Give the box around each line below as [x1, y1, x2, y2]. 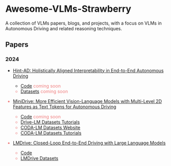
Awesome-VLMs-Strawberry [5, 3, 131, 15]
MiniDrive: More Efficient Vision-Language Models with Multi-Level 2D [12, 98, 162, 104]
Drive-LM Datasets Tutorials [20, 119, 80, 125]
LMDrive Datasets [20, 155, 59, 161]
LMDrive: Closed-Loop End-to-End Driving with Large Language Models [12, 139, 166, 146]
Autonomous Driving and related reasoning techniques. [5, 25, 122, 31]
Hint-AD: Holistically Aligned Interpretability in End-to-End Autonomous [12, 67, 164, 73]
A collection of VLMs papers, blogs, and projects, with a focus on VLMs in [5, 20, 162, 26]
